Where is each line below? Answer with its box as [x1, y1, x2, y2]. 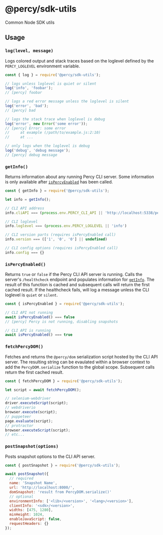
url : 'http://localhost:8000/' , [9, 485, 75, 490]
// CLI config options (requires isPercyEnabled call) [5, 246, 118, 251]
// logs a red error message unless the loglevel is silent [5, 99, 130, 104]
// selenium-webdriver [5, 396, 51, 401]
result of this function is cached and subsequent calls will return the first [5, 282, 150, 288]
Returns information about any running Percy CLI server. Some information [5, 174, 154, 180]
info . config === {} [5, 250, 45, 255]
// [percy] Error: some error [5, 126, 66, 130]
